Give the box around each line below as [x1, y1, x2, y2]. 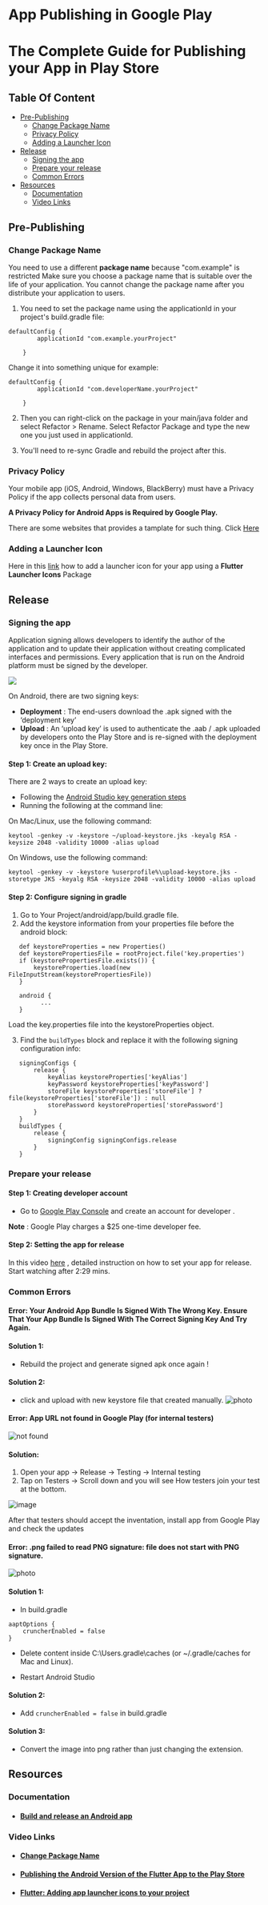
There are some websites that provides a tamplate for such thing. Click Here [8, 523, 260, 533]
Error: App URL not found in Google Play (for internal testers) [8, 1414, 214, 1423]
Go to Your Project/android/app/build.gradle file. [19, 910, 179, 919]
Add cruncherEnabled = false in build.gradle [19, 1708, 167, 1718]
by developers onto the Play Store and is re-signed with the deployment [19, 732, 258, 742]
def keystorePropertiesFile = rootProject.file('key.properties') [18, 950, 246, 958]
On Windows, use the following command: [8, 853, 148, 862]
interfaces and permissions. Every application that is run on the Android [8, 652, 245, 662]
